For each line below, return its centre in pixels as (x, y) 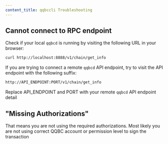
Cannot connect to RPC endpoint (58, 31)
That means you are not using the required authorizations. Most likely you (83, 126)
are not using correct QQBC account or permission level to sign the (76, 131)
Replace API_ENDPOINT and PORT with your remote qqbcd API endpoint (81, 92)
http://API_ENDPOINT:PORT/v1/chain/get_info (53, 82)
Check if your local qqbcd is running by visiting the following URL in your (81, 43)
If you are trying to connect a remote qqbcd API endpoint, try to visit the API (84, 67)
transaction (17, 137)
